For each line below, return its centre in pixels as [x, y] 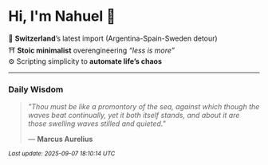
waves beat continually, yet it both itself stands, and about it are [134, 116]
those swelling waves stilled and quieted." [97, 124]
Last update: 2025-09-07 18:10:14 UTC [62, 154]
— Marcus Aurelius [60, 139]
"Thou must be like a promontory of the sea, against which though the [144, 107]
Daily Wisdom [36, 89]
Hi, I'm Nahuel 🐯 [62, 16]
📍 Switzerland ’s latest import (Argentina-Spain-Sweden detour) [113, 38]
